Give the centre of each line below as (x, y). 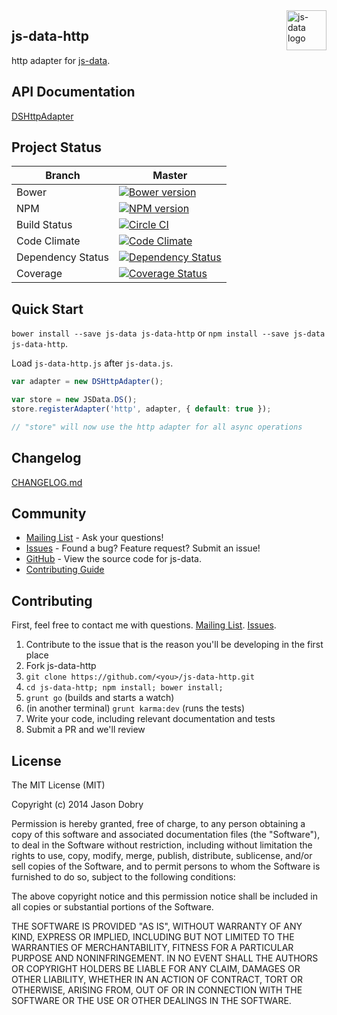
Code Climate (48, 241)
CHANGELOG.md (47, 482)
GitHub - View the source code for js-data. (113, 559)
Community (49, 513)
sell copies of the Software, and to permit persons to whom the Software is (166, 866)
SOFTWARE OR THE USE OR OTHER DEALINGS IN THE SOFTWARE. (151, 1000)
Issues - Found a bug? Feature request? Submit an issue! (143, 548)
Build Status (44, 225)
